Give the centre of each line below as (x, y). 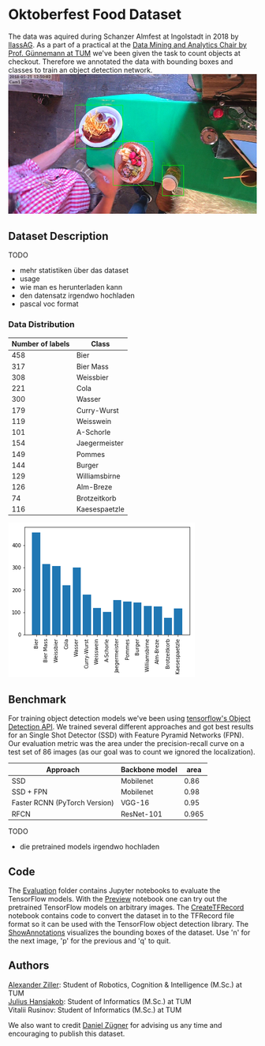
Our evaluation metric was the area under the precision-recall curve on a (126, 744)
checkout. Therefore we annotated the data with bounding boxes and (121, 62)
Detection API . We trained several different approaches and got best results (131, 727)
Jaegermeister (100, 443)
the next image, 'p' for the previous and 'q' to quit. (90, 940)
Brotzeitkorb (96, 498)
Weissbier (92, 377)
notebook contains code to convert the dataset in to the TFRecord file (121, 915)
